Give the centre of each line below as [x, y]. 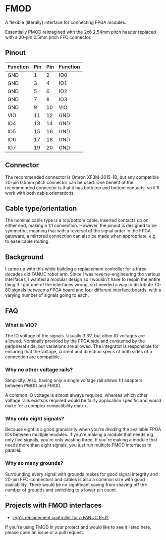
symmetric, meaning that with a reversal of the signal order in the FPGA [78, 231]
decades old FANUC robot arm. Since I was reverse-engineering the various [83, 274]
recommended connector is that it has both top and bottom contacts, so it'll [82, 188]
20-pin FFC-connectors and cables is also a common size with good [75, 479]
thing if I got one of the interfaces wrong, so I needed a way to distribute [79, 285]
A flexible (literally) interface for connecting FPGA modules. [66, 22]
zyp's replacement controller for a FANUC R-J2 [60, 517]
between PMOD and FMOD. [33, 386]
